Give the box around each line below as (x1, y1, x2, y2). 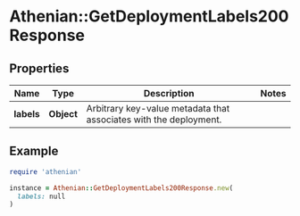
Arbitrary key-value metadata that (86, 103, 230, 114)
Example (9, 144, 59, 159)
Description (143, 87, 195, 99)
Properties (9, 61, 70, 76)
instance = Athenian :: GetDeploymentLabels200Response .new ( (9, 183, 234, 193)
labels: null (17, 192, 66, 201)
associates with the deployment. (86, 113, 222, 126)
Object (48, 108, 79, 120)
